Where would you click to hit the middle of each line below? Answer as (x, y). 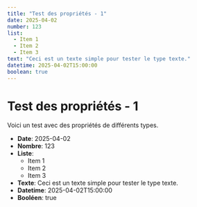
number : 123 (24, 26)
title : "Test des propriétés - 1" (57, 14)
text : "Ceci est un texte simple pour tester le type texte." (99, 59)
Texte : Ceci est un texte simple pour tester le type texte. (97, 183)
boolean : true (28, 72)
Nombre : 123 (36, 146)
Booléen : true (37, 198)
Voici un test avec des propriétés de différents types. (83, 125)
